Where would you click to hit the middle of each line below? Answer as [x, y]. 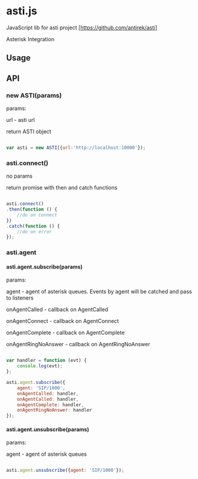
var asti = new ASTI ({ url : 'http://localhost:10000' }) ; [76, 148]
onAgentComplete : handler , [51, 405]
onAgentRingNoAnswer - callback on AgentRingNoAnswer [78, 344]
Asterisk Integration [31, 39]
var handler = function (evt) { [46, 361]
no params [19, 176]
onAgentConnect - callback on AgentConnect [63, 321]
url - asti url [20, 120]
